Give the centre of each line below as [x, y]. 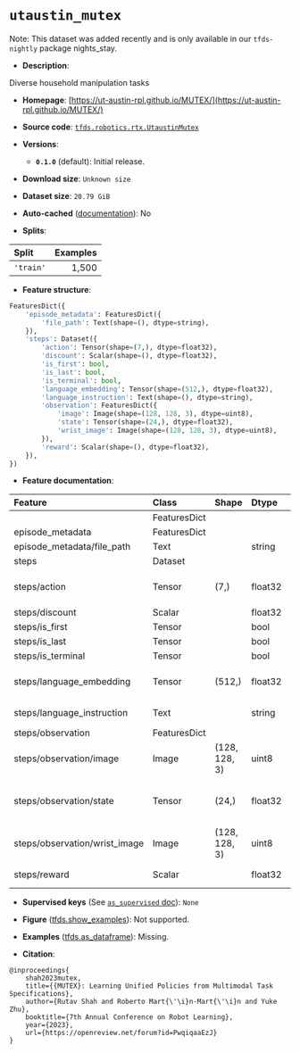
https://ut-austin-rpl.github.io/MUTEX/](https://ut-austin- [176, 100]
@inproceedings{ [39, 971]
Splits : [34, 230]
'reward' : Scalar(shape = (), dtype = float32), [125, 447]
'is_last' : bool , [73, 372]
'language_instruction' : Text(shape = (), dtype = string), [147, 397]
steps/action [40, 587]
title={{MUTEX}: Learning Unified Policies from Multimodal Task [150, 986]
